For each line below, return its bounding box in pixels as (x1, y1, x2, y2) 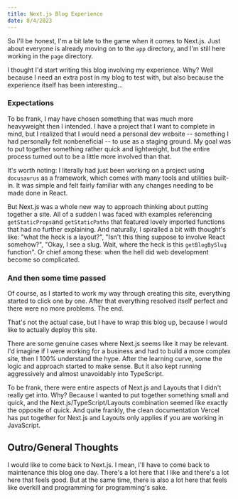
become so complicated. (7, 255, 80, 264)
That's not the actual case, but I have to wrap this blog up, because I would (7, 318, 227, 327)
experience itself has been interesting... (7, 80, 123, 89)
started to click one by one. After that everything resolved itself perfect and (7, 296, 228, 306)
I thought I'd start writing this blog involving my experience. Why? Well (7, 65, 214, 74)
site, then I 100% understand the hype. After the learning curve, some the (7, 355, 222, 363)
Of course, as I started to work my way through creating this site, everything (7, 289, 231, 298)
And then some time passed (7, 273, 107, 283)
